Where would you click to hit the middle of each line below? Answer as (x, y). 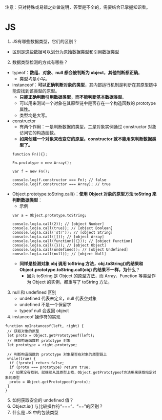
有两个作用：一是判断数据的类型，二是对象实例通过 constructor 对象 (88, 127)
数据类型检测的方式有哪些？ (40, 62)
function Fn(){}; (30, 154)
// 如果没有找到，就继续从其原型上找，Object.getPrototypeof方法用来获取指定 (81, 372)
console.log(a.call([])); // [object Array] (58, 237)
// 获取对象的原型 (23, 331)
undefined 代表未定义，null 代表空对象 (58, 298)
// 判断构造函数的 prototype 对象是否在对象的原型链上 (57, 354)
